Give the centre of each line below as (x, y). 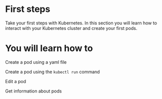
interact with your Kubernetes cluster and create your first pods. (71, 28)
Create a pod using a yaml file (36, 62)
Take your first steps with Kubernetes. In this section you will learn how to (81, 23)
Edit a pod (16, 81)
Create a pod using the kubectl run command (52, 72)
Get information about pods (33, 91)
